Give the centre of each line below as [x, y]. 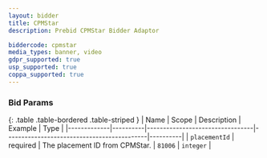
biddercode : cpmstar [43, 45]
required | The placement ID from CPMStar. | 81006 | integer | [110, 145]
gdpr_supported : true [44, 60]
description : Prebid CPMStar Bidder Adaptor [84, 30]
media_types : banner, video [55, 53]
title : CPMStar [34, 23]
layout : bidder [34, 16]
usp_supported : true [43, 67]
